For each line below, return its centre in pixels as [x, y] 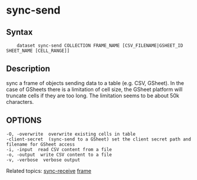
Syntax [19, 32]
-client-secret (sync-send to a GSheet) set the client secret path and [99, 139]
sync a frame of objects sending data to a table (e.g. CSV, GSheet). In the [95, 83]
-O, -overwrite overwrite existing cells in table [71, 134]
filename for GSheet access [41, 144]
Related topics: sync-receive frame [49, 171]
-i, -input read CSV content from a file [59, 149]
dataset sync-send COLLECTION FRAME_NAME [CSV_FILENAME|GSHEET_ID [100, 45]
